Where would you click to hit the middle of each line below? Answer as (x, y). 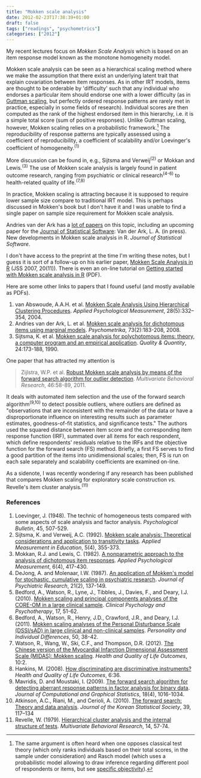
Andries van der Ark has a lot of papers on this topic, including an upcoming (100, 225)
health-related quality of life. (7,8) (46, 182)
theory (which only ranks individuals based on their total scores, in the (101, 749)
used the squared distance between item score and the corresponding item (99, 429)
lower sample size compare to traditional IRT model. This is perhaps (90, 201)
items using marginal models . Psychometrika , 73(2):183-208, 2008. (98, 330)
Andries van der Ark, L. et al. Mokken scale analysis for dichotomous (99, 324)
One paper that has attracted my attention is (61, 361)
